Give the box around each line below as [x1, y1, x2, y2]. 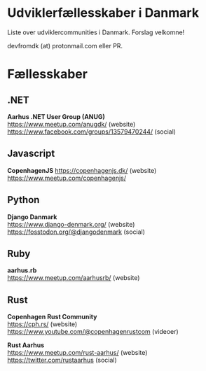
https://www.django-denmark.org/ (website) [7, 220, 135, 228]
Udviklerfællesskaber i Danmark [7, 5, 200, 21]
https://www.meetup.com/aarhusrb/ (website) [7, 274, 140, 282]
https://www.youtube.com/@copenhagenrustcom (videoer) [7, 328, 179, 336]
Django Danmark [7, 212, 57, 221]
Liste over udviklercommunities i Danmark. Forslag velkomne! [7, 28, 185, 36]
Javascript [7, 148, 55, 160]
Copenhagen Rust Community [7, 313, 97, 321]
